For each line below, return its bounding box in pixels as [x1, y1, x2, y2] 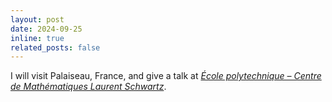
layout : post [10, 14, 65, 25]
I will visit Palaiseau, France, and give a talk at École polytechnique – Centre [10, 70, 322, 82]
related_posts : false [10, 42, 101, 53]
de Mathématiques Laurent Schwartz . [10, 81, 167, 93]
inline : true [10, 33, 65, 43]
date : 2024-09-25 [10, 24, 83, 34]
